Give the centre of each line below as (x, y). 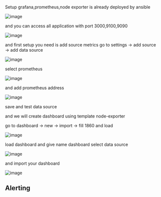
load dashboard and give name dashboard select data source (67, 144)
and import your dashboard (32, 163)
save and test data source (31, 107)
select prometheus (24, 69)
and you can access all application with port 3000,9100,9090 (66, 26)
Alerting (18, 188)
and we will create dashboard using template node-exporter (65, 116)
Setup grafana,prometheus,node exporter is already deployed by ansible (78, 7)
